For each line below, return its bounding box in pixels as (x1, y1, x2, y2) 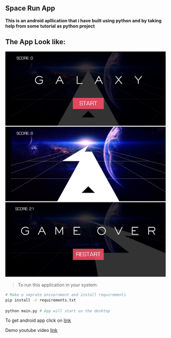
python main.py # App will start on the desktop (5, 308, 110, 314)
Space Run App (5, 4, 55, 13)
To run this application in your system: (17, 282, 98, 288)
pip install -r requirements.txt (5, 297, 76, 302)
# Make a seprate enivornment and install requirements (5, 292, 126, 297)
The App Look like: (5, 38, 66, 46)
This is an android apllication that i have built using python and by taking (5, 17, 162, 23)
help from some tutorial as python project (5, 23, 95, 29)
